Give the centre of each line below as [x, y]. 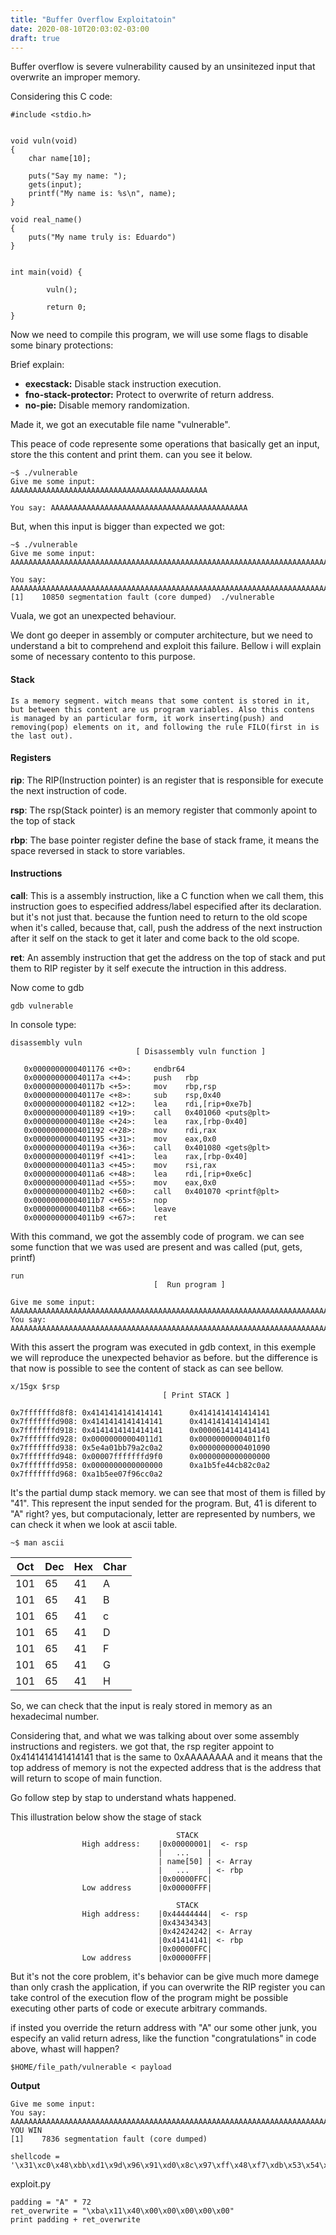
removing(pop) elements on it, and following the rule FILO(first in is [165, 727]
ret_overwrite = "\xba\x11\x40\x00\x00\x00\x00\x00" [122, 2211]
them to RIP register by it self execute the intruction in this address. [148, 968]
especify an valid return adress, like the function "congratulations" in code [163, 2038]
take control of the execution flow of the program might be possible [149, 1997]
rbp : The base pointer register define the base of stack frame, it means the [165, 840]
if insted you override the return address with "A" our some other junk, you [163, 2027]
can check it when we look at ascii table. [94, 1524]
